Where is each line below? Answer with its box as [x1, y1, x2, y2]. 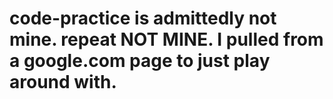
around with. [9, 71, 117, 94]
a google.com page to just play [9, 50, 271, 72]
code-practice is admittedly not [9, 7, 277, 30]
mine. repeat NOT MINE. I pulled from [9, 28, 324, 51]
